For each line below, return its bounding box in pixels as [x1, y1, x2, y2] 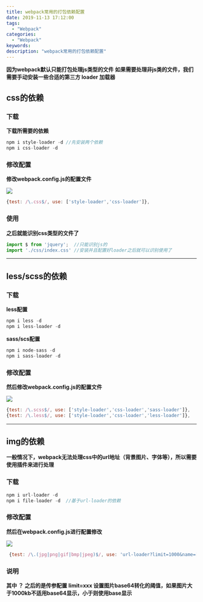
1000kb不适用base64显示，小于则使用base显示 [11, 589, 132, 597]
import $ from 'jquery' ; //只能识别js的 [6, 241, 108, 247]
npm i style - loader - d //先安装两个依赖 [6, 139, 103, 145]
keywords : [6, 43, 31, 49]
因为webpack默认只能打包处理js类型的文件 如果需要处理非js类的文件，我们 [6, 65, 194, 73]
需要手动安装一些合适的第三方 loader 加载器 [6, 73, 116, 81]
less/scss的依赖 [6, 271, 68, 281]
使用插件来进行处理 [6, 461, 54, 469]
